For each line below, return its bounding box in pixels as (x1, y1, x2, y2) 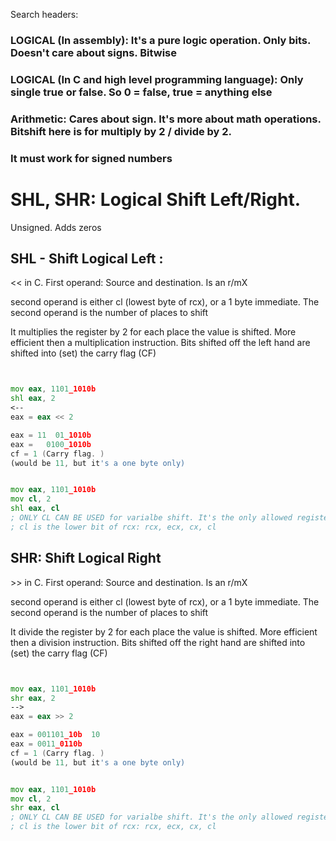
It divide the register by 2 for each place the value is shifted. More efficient (10, 625, 318, 638)
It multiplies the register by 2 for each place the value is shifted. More (10, 326, 297, 338)
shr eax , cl (10, 803, 60, 813)
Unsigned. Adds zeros (10, 221, 102, 233)
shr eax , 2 (10, 693, 56, 703)
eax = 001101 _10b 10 (10, 730, 101, 740)
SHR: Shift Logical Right (10, 550, 162, 567)
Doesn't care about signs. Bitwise (10, 45, 177, 59)
